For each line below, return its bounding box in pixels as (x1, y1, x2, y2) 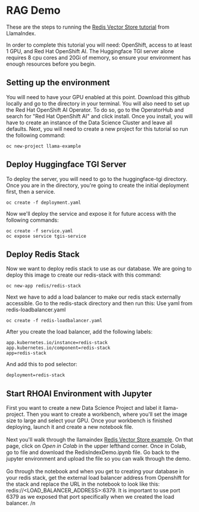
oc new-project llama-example (6, 143, 82, 149)
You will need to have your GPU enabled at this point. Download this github (6, 93, 190, 100)
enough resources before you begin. (6, 60, 96, 68)
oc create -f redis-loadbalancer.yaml (6, 318, 102, 324)
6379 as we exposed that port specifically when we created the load (6, 493, 175, 501)
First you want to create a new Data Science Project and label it (6, 404, 162, 412)
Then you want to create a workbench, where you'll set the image (26, 410, 188, 418)
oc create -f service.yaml (6, 228, 73, 234)
